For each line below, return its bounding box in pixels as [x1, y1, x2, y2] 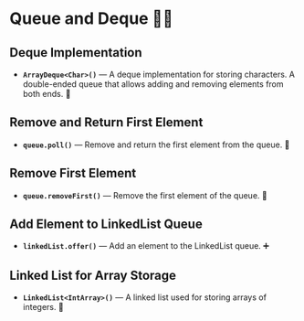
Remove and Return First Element [9, 114, 204, 131]
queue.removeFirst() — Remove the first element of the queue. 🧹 [22, 189, 267, 200]
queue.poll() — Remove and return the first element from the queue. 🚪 [22, 139, 290, 150]
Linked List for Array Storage [9, 267, 176, 283]
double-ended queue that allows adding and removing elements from [22, 79, 285, 90]
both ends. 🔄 [22, 89, 71, 99]
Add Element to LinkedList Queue [9, 217, 203, 232]
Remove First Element [9, 166, 137, 181]
